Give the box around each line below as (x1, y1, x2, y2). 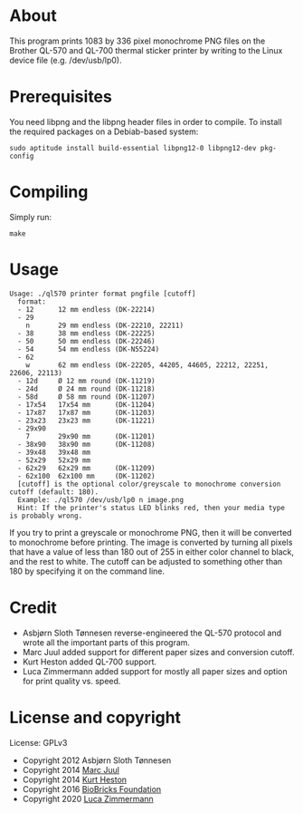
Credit (9, 597, 57, 617)
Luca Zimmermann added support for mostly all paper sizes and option (22, 665, 288, 676)
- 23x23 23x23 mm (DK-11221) (17, 416, 156, 425)
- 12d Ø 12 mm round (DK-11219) (17, 376, 156, 385)
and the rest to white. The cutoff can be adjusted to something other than (9, 556, 283, 566)
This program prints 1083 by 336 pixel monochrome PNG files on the (9, 35, 266, 46)
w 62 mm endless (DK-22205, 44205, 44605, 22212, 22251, (25, 360, 270, 370)
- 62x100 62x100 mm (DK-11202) (17, 471, 156, 480)
